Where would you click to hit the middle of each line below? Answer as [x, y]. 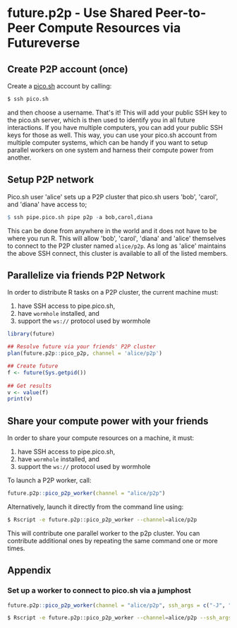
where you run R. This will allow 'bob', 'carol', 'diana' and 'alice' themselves [117, 238]
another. [19, 158]
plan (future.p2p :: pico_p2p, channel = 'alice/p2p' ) [85, 354]
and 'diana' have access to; [47, 204]
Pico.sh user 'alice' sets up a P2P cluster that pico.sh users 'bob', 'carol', [113, 196]
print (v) [20, 399]
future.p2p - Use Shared [80, 13]
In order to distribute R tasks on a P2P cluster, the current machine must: [113, 292]
